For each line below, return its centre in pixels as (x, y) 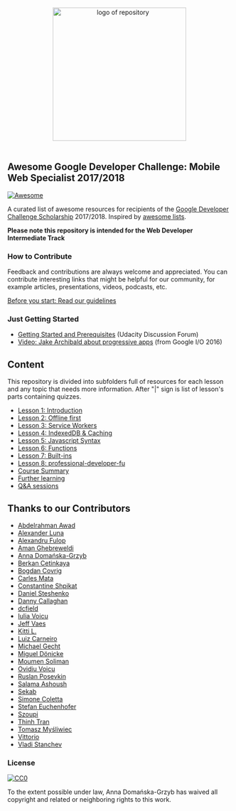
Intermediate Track (36, 237)
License (21, 763)
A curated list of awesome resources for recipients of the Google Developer (118, 209)
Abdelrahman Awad (47, 525)
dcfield (28, 608)
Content (26, 364)
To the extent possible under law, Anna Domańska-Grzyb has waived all (113, 792)
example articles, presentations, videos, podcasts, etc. (87, 287)
